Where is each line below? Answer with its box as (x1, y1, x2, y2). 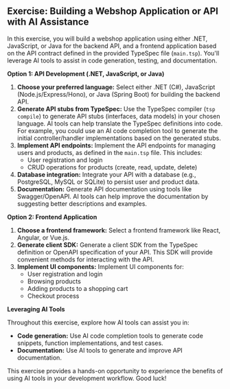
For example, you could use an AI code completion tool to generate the (16, 126, 218, 134)
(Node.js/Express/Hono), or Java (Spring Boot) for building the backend (16, 90, 220, 98)
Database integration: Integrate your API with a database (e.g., (16, 170, 197, 178)
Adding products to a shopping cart (27, 284, 128, 292)
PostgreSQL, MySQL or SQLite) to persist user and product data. (16, 178, 200, 186)
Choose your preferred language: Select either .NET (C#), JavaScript (16, 82, 216, 91)
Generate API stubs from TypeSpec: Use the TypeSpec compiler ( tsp (16, 104, 216, 113)
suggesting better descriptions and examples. (16, 199, 148, 208)
